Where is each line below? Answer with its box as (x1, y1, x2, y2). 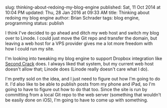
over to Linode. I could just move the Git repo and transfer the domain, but (5, 35, 158, 41)
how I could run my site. (5, 46, 55, 51)
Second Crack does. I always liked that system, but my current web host (5, 61, 154, 66)
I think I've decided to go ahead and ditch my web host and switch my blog (5, 30, 160, 35)
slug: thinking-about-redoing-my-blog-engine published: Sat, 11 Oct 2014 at (5, 4, 161, 10)
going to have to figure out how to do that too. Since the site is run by (5, 86, 148, 92)
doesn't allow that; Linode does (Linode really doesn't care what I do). (5, 66, 149, 72)
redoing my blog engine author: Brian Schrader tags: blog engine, (5, 15, 140, 20)
